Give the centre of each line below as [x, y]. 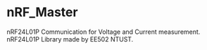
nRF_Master [42, 12]
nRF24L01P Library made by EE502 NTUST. [70, 39]
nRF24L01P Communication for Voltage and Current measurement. [103, 32]
